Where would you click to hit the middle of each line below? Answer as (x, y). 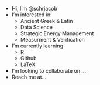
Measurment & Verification (52, 40)
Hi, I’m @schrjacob (34, 8)
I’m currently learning (37, 46)
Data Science (36, 27)
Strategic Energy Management (57, 33)
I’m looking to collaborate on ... (49, 71)
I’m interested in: (32, 15)
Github (28, 58)
